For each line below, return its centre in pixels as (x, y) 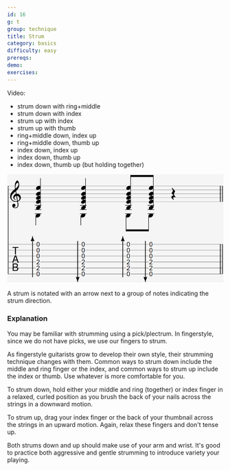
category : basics (32, 44)
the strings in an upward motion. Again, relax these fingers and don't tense (113, 424)
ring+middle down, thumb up (58, 142)
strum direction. (30, 301)
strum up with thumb (46, 128)
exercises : (23, 72)
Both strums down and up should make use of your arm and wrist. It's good (114, 445)
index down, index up (47, 150)
